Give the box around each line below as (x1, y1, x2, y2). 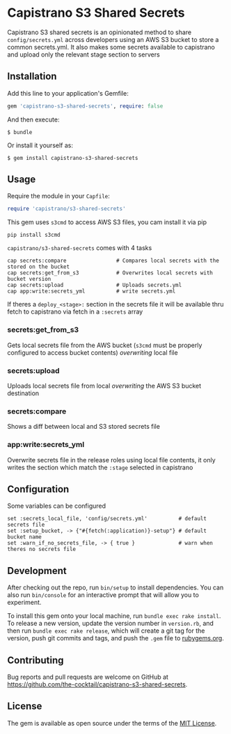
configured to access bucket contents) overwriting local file (7, 348, 179, 357)
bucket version (7, 276, 51, 283)
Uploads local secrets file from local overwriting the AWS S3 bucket (7, 381, 202, 390)
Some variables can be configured (7, 501, 106, 511)
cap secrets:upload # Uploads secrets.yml (7, 281, 182, 289)
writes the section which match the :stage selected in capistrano (7, 463, 193, 471)
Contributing (7, 654, 64, 666)
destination (7, 389, 40, 397)
